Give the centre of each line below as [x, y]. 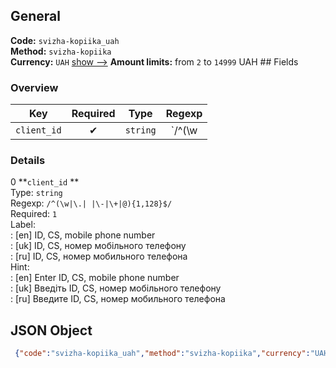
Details [28, 161]
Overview [34, 87]
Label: [23, 225]
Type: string [36, 193]
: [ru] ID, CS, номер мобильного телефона [99, 256]
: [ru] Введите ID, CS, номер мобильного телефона [118, 299]
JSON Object [51, 330]
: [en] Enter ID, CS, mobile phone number [95, 278]
